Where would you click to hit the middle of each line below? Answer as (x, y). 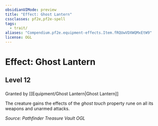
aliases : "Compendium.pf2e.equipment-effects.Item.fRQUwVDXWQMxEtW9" (79, 33)
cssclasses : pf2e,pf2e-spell (35, 19)
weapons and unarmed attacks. (38, 109)
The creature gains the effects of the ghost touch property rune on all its (79, 103)
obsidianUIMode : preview (31, 10)
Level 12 (18, 80)
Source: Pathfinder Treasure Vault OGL (45, 118)
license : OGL (19, 38)
